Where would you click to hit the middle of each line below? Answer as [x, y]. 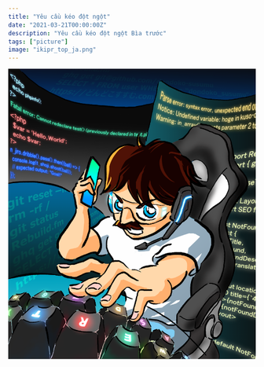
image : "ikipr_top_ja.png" [52, 50]
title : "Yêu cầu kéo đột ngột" [59, 17]
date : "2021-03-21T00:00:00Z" [58, 25]
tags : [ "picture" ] [38, 42]
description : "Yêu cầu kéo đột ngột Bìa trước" [88, 33]
